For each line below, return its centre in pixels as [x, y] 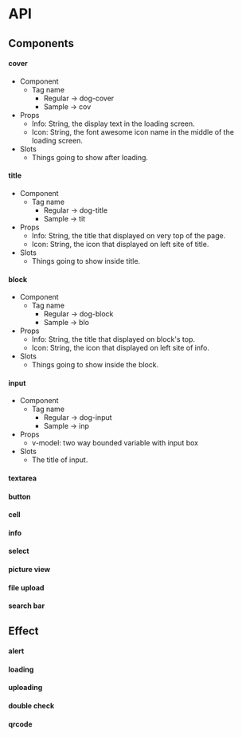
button [20, 496]
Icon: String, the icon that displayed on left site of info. [120, 348]
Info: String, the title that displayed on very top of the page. [129, 235]
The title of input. [60, 460]
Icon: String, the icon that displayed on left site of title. [120, 244]
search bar [27, 606]
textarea [23, 478]
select [19, 551]
